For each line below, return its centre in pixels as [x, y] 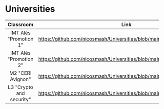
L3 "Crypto [20, 87]
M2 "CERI [20, 73]
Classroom [20, 24]
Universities [30, 9]
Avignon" [20, 79]
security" [20, 99]
